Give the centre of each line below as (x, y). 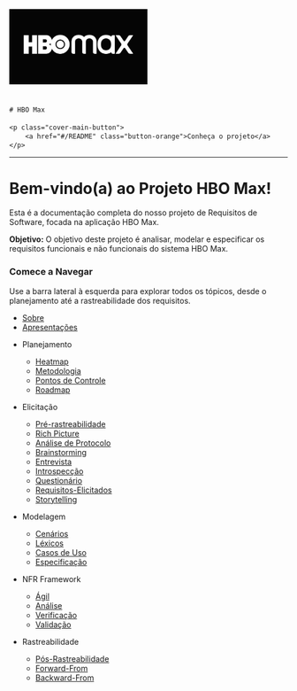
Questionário (58, 480)
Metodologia (58, 370)
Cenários (52, 533)
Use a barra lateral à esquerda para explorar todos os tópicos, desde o (138, 291)
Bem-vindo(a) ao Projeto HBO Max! (141, 188)
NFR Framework (51, 578)
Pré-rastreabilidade (70, 423)
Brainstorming (61, 452)
